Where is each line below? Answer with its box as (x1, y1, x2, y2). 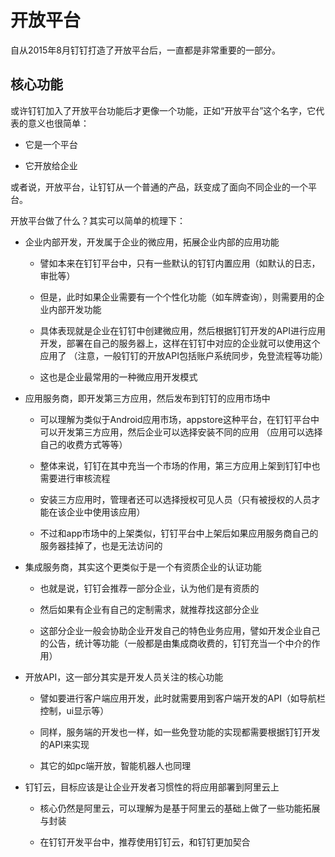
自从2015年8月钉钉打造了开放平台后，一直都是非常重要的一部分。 (10, 44, 282, 56)
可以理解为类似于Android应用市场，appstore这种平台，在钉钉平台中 (39, 413, 320, 425)
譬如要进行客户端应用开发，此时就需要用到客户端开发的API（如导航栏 (39, 692, 326, 704)
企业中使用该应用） (66, 506, 146, 518)
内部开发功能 (48, 303, 102, 315)
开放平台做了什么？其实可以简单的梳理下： (10, 214, 186, 226)
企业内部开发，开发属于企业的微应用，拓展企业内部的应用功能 (24, 236, 280, 248)
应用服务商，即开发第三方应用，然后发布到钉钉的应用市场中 (24, 392, 271, 404)
